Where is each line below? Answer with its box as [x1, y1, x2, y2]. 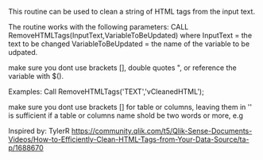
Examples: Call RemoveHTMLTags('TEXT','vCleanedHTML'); [8, 87, 204, 96]
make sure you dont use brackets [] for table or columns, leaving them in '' [8, 103, 253, 111]
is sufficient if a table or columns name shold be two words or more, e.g [8, 111, 244, 120]
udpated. [8, 48, 38, 57]
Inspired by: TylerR [8, 127, 70, 135]
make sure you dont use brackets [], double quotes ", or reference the [8, 63, 237, 72]
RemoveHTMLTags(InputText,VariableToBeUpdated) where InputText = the [8, 31, 253, 40]
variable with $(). [8, 72, 64, 80]
